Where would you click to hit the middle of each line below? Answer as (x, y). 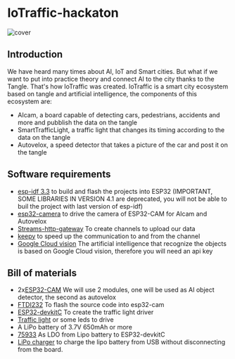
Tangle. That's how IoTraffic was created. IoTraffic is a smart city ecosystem (118, 86)
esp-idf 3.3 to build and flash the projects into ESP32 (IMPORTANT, (115, 191)
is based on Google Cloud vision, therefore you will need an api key (115, 251)
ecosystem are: (30, 101)
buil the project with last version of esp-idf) (80, 206)
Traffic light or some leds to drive (65, 320)
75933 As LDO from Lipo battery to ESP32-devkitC (91, 334)
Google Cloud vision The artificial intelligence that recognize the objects (122, 243)
